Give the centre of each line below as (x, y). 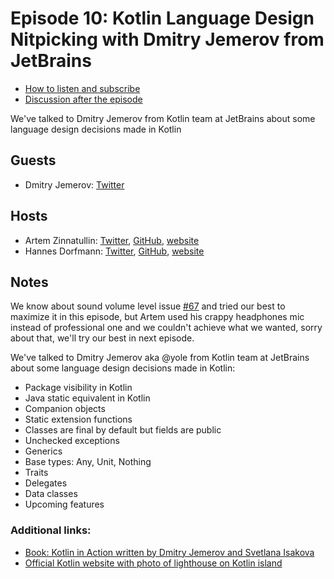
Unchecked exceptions (72, 441)
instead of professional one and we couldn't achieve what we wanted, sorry (166, 328)
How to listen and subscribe (82, 88)
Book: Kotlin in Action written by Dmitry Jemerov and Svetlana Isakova (169, 552)
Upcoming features (64, 504)
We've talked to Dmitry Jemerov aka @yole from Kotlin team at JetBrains (160, 358)
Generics (43, 451)
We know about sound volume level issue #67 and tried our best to (148, 306)
